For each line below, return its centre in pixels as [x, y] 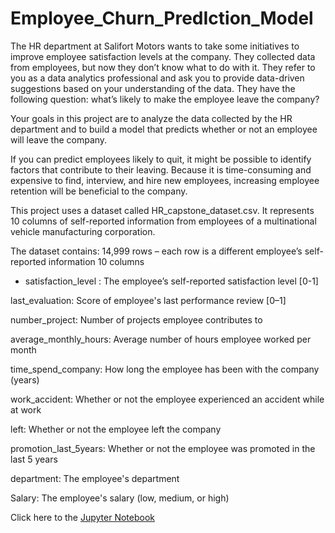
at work [26, 409]
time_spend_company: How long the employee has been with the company [165, 369]
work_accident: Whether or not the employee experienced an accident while [167, 399]
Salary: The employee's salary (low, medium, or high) [120, 498]
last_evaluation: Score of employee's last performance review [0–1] [148, 300]
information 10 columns [96, 261]
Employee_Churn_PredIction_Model [162, 18]
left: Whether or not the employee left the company [116, 429]
